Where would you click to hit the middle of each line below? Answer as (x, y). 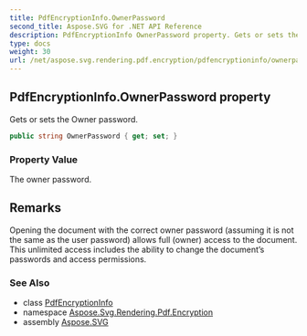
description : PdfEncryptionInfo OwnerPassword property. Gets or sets (147, 35)
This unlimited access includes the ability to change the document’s (137, 249)
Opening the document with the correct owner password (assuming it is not (152, 230)
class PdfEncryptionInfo (68, 303)
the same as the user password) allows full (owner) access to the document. (153, 239)
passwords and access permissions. (78, 259)
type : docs (30, 43)
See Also (30, 282)
